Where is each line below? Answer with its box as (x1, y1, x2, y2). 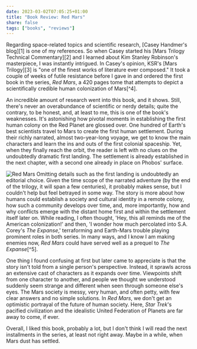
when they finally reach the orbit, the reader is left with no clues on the (6, 147, 178, 154)
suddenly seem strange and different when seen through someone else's (6, 282, 183, 289)
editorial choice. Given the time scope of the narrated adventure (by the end (6, 177, 191, 184)
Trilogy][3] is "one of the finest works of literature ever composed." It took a (6, 66, 190, 74)
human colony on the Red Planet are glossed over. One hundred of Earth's (6, 121, 186, 129)
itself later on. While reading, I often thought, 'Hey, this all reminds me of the (6, 215, 191, 222)
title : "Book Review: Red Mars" (6, 14, 85, 20)
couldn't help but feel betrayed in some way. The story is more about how (6, 189, 185, 196)
